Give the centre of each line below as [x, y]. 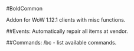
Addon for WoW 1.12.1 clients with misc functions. [66, 20]
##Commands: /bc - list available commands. [61, 42]
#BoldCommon [24, 8]
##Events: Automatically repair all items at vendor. [67, 31]
